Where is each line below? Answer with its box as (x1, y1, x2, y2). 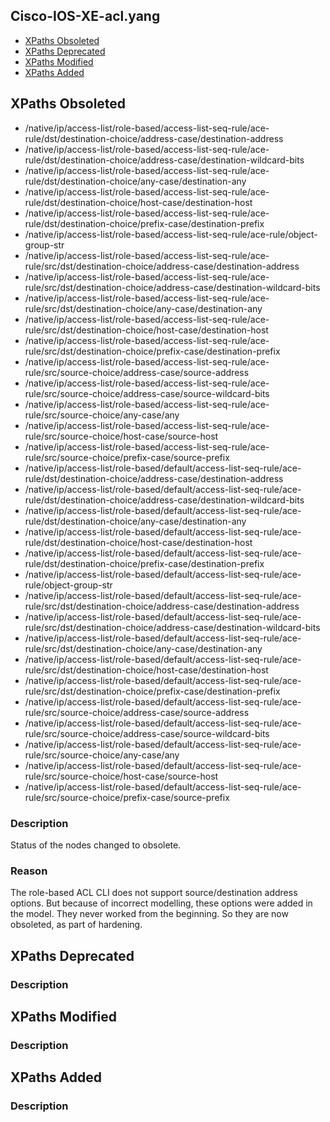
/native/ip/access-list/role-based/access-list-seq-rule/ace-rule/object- (24, 228, 318, 240)
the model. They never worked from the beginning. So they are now (10, 908, 289, 920)
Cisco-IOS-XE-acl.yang (10, 8, 161, 25)
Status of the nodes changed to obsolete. (10, 839, 182, 851)
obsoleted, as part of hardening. (10, 919, 143, 931)
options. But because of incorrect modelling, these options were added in (10, 897, 313, 909)
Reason (10, 864, 48, 878)
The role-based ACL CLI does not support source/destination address (10, 887, 298, 899)
